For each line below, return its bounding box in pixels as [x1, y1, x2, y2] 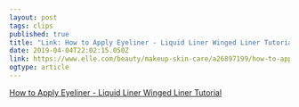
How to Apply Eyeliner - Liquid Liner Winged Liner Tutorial [9, 86, 222, 98]
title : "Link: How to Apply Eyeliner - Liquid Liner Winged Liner [9, 37, 261, 47]
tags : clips [9, 21, 53, 30]
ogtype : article [9, 63, 69, 72]
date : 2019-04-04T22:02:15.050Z [9, 46, 129, 55]
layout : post [9, 12, 58, 22]
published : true [9, 29, 69, 38]
